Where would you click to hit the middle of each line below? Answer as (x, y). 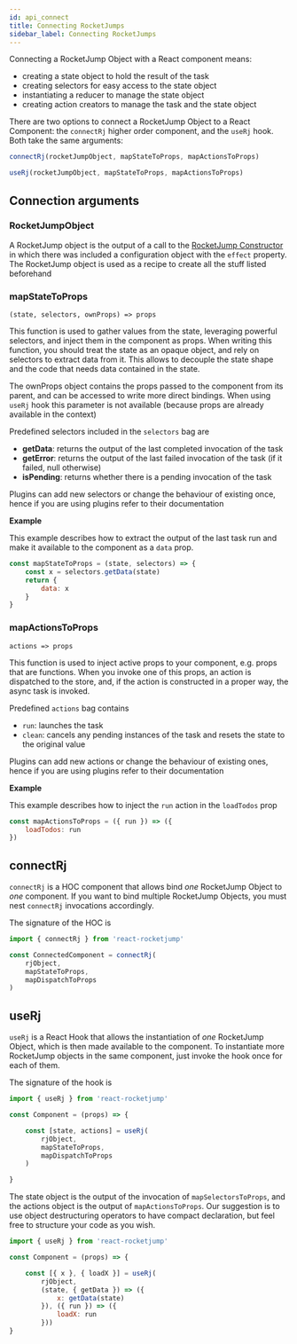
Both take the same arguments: (66, 141)
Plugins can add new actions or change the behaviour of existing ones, (139, 761)
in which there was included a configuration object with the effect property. (148, 255)
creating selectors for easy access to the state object (119, 86)
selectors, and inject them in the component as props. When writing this (141, 341)
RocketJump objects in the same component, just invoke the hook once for (146, 1056)
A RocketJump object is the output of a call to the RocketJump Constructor (146, 245)
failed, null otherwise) (62, 468)
